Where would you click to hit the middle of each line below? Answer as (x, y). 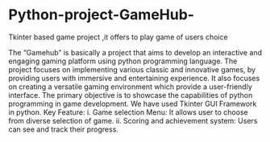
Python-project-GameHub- (102, 15)
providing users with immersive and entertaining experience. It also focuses (134, 78)
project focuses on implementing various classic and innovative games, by (132, 69)
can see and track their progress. (64, 129)
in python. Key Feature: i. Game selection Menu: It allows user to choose (128, 112)
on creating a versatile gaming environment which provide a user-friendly (130, 87)
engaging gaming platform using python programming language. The (123, 61)
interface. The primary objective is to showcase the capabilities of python (131, 95)
